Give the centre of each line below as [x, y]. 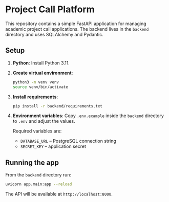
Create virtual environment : [43, 73]
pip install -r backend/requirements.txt [58, 106]
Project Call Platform [50, 9]
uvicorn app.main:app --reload [39, 184]
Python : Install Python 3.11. [41, 63]
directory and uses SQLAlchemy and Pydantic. [54, 34]
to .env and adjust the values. [44, 121]
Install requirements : [35, 97]
